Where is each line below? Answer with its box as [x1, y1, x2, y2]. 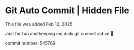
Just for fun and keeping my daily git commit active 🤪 [5, 30, 114, 36]
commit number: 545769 [5, 40, 56, 46]
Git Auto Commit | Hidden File [5, 5, 130, 16]
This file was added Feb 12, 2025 [5, 21, 73, 27]
